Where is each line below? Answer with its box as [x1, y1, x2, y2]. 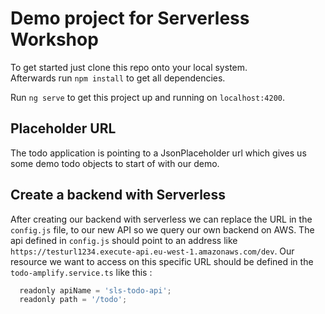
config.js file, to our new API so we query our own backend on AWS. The [10, 223, 315, 236]
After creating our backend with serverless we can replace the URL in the [10, 213, 313, 225]
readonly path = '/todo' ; [19, 295, 128, 305]
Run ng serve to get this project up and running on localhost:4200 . [10, 91, 286, 103]
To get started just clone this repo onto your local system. [10, 61, 248, 73]
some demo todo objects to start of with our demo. [10, 157, 220, 169]
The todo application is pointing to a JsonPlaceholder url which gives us [10, 147, 307, 159]
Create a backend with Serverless [10, 187, 226, 204]
